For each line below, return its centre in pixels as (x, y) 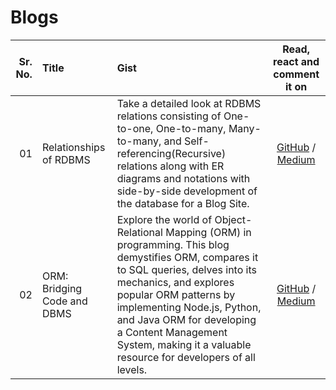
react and (296, 61)
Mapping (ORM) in (208, 232)
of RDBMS (66, 159)
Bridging (62, 288)
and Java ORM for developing (186, 319)
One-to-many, (191, 128)
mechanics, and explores (175, 282)
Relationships (73, 147)
